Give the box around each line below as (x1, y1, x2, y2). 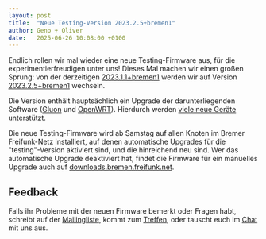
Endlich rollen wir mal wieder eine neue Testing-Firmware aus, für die (8, 56, 236, 65)
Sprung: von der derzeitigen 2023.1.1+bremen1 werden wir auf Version (8, 72, 237, 82)
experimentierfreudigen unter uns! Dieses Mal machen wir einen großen (8, 64, 244, 74)
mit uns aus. (8, 223, 48, 233)
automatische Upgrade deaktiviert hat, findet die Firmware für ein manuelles (8, 154, 258, 164)
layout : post (8, 11, 52, 20)
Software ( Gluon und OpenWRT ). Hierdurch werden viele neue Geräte (8, 105, 237, 114)
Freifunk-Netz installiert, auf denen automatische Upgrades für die (8, 137, 226, 147)
